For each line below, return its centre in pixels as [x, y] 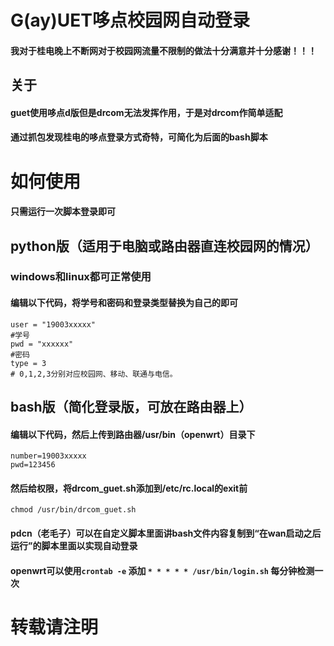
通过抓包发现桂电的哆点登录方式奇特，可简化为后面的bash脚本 [139, 137]
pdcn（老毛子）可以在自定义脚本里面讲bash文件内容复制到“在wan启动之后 [166, 533]
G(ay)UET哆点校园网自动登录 [130, 20]
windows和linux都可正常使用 [81, 277]
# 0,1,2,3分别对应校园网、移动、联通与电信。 [94, 374]
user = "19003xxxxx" [53, 324]
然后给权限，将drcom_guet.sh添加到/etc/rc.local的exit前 [129, 488]
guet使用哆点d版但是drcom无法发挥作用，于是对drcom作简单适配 [146, 112]
